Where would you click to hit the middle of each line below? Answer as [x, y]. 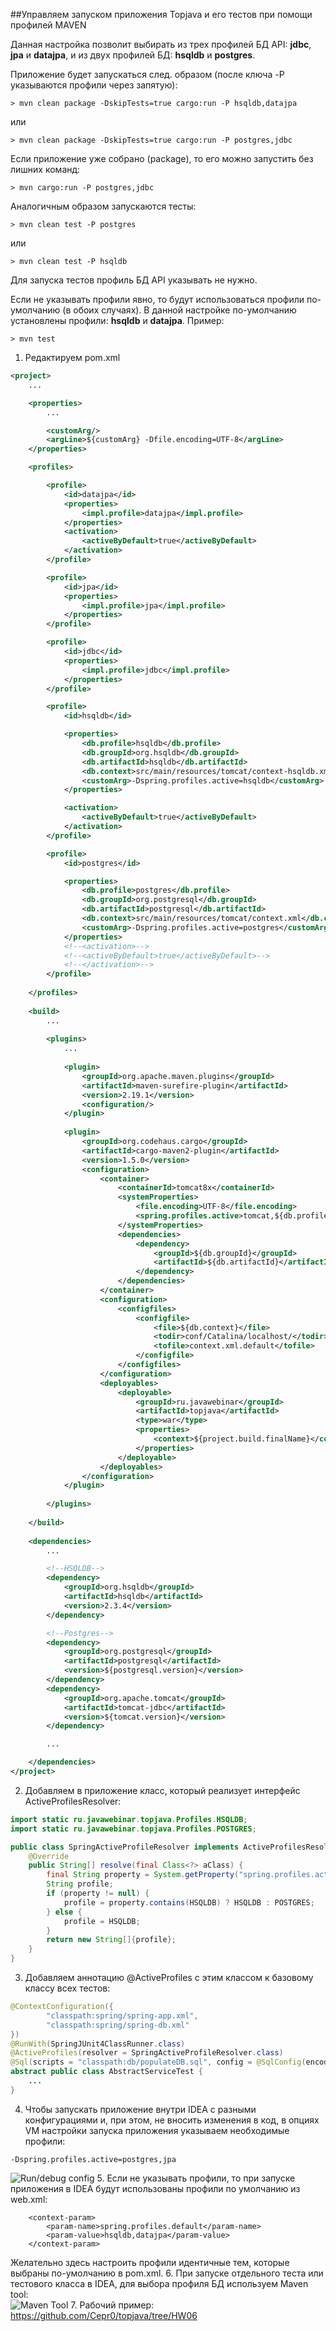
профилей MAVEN [48, 25]
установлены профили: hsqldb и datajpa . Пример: [117, 320]
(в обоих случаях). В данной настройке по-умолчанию [179, 310]
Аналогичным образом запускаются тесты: [103, 206]
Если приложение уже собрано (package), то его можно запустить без [162, 158]
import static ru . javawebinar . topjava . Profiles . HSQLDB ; [129, 1819]
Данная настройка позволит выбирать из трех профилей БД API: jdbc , [161, 44]
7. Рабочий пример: [112, 2305]
